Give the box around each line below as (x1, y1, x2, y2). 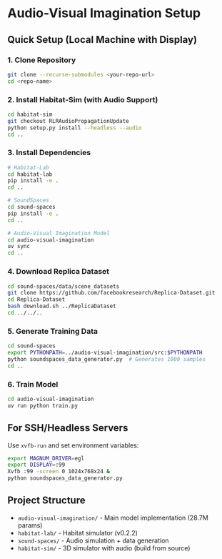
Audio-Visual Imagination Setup (7, 5, 201, 21)
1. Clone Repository (7, 55, 76, 65)
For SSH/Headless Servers (7, 422, 128, 434)
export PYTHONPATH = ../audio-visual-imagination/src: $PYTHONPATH (7, 349, 203, 357)
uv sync (7, 243, 31, 250)
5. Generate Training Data (7, 326, 99, 336)
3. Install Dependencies (7, 148, 91, 158)
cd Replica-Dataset (7, 296, 66, 303)
